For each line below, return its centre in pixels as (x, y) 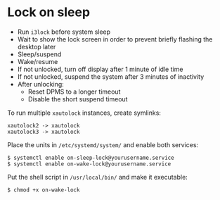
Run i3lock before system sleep (64, 32)
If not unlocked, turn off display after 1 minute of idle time (100, 69)
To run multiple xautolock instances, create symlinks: (84, 113)
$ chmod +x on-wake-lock (44, 190)
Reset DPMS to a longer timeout (74, 92)
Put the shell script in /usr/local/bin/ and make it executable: (97, 177)
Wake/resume (38, 61)
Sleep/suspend (39, 54)
